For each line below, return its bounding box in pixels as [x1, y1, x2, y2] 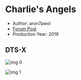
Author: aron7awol [12, 20, 51, 26]
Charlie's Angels [5, 4, 76, 15]
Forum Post [12, 25, 37, 31]
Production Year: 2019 [12, 31, 59, 37]
